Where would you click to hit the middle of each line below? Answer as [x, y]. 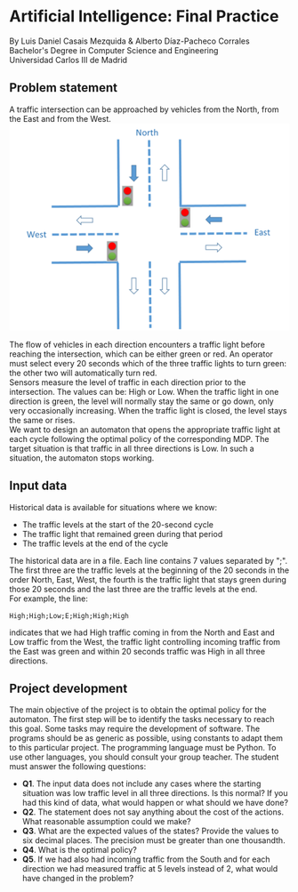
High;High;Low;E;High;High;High [69, 615]
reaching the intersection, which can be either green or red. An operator [141, 354]
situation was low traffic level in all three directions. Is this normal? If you [155, 793]
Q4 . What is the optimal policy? [80, 850]
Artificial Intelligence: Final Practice [144, 16]
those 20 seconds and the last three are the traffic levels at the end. [133, 589]
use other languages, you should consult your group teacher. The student [144, 757]
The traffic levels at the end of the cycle [95, 543]
